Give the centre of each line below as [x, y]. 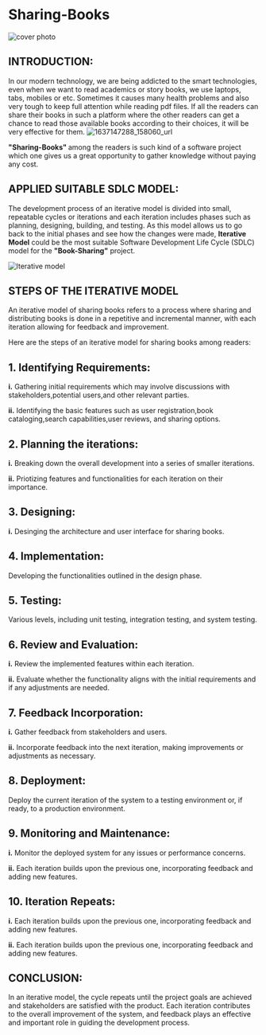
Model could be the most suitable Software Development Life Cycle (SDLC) [132, 242]
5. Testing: [35, 601]
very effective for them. [47, 131]
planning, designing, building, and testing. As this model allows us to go [125, 225]
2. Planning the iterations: [73, 444]
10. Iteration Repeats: [62, 902]
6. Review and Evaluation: [73, 644]
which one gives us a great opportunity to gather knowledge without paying [132, 155]
